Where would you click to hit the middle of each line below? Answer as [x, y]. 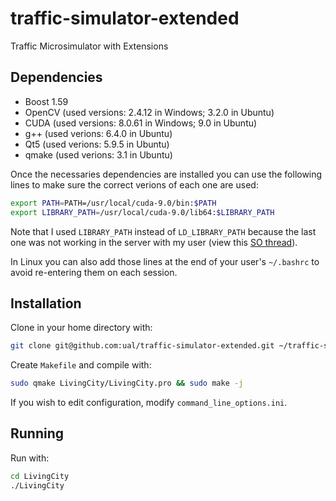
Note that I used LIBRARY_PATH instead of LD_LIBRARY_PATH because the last [163, 231]
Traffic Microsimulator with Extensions [89, 46]
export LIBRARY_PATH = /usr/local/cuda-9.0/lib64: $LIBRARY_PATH [142, 212]
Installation [46, 303]
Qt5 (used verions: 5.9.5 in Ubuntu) [97, 144]
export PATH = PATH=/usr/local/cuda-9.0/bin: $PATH [113, 203]
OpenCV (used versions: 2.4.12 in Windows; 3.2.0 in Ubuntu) [149, 112]
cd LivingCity [40, 476]
